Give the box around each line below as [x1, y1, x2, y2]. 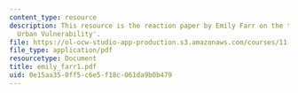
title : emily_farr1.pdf [9, 63, 98, 72]
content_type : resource [9, 12, 98, 22]
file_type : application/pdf [9, 46, 114, 55]
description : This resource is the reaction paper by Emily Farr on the [9, 21, 284, 30]
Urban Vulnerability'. [17, 29, 101, 38]
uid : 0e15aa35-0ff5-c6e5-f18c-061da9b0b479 [9, 71, 173, 80]
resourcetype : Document [9, 54, 98, 63]
